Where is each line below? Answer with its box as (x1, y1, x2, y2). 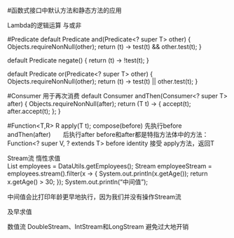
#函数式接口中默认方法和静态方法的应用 (7, 6, 122, 14)
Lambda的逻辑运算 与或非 (7, 21, 82, 29)
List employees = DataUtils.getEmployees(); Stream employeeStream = (7, 162, 212, 170)
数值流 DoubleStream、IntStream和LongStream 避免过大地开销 (7, 223, 189, 230)
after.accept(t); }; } (7, 107, 61, 115)
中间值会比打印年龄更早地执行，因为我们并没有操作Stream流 (7, 192, 182, 201)
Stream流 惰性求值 (7, 154, 61, 162)
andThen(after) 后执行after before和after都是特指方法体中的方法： (7, 131, 209, 138)
